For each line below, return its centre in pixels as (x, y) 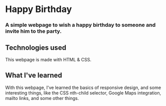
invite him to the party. (33, 31)
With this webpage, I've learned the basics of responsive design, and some (83, 87)
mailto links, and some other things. (42, 98)
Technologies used (36, 47)
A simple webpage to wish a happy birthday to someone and (80, 25)
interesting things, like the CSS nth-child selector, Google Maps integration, (83, 93)
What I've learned (34, 76)
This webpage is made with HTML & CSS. (48, 59)
